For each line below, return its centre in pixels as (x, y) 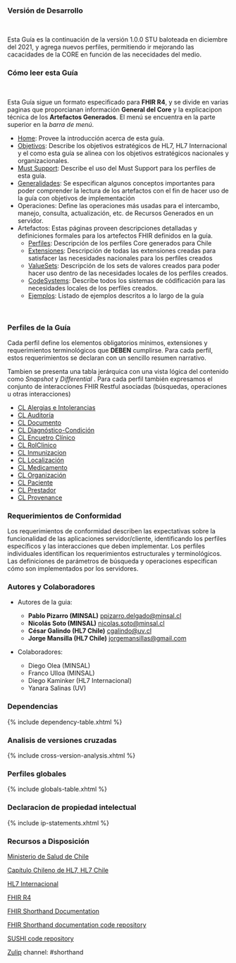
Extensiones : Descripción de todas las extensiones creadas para (122, 250)
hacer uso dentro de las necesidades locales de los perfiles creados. (128, 273)
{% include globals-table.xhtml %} (57, 789)
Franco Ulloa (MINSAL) (61, 673)
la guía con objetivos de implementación (76, 198)
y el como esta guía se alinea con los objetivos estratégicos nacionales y (123, 153)
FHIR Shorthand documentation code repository (77, 925)
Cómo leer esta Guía (43, 73)
